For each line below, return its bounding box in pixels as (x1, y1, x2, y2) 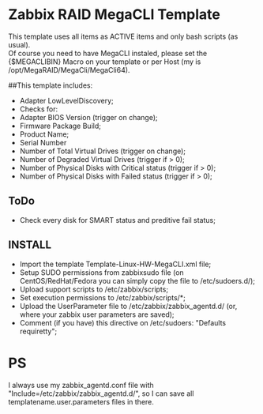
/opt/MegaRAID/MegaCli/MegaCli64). (8, 65, 130, 74)
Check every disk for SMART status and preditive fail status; (19, 215, 216, 224)
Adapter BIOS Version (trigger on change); (19, 112, 158, 122)
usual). (8, 40, 31, 49)
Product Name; (19, 129, 70, 139)
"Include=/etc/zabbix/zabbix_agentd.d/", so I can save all (8, 389, 194, 398)
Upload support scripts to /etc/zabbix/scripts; (19, 284, 168, 294)
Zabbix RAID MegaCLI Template (8, 6, 221, 24)
